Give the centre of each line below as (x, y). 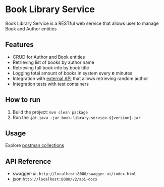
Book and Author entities (31, 28)
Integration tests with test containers (51, 84)
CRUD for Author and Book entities (49, 57)
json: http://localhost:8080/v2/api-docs (55, 179)
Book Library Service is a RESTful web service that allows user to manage (82, 23)
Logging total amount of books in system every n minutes (72, 73)
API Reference (28, 161)
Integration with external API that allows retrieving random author (80, 78)
